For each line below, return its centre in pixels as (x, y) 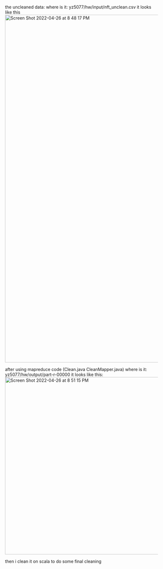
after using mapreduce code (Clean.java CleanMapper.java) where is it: (76, 369)
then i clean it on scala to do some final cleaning (53, 561)
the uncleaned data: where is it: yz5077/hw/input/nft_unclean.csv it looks (78, 7)
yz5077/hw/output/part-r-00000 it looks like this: (54, 374)
